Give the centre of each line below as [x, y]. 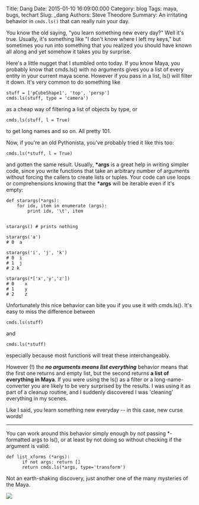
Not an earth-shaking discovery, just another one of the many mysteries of [97, 478]
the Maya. [18, 485]
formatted [18, 440]
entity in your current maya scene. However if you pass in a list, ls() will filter [99, 76]
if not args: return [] [51, 462]
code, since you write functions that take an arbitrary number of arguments [98, 171]
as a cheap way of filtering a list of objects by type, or [72, 109]
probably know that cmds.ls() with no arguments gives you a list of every [95, 70]
